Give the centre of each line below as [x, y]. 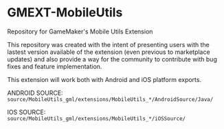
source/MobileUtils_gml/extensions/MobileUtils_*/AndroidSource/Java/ [110, 99]
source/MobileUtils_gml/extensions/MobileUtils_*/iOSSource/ [97, 118]
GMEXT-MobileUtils [65, 13]
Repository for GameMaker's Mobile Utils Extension [80, 31]
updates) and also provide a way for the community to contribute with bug [112, 59]
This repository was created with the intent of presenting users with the [108, 44]
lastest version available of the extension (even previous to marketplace [109, 52]
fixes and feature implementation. [55, 66]
